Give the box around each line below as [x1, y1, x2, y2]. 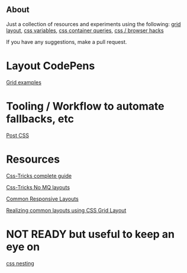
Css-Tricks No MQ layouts [6, 183, 70, 191]
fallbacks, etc [6, 112, 74, 125]
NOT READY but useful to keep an [6, 227, 175, 241]
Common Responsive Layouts [6, 195, 79, 202]
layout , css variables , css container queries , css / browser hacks [6, 27, 164, 34]
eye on [6, 240, 40, 253]
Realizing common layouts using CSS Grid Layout [6, 207, 127, 214]
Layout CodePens [6, 59, 95, 72]
